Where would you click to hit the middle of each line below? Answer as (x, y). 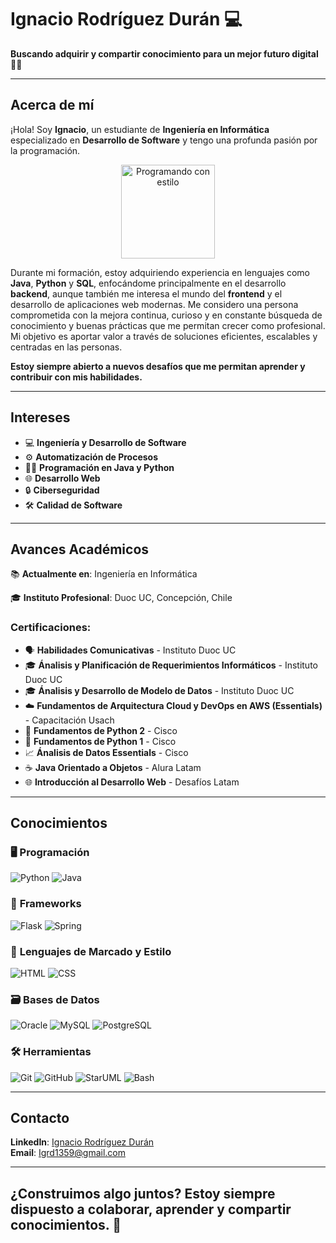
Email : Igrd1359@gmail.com (68, 1153)
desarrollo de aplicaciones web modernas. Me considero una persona (154, 304)
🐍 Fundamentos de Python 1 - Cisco (100, 741)
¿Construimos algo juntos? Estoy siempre (143, 1193)
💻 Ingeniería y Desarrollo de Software (105, 442)
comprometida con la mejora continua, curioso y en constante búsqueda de (166, 315)
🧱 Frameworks (46, 904)
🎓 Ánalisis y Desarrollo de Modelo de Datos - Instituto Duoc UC (159, 690)
